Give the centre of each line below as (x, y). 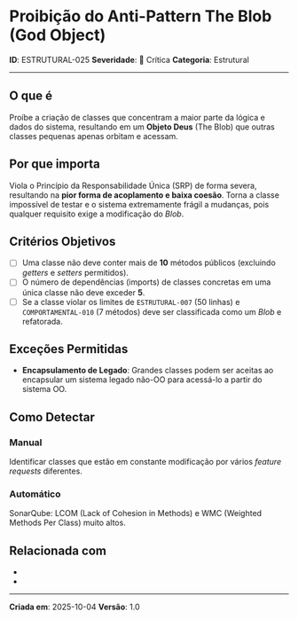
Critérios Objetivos (63, 241)
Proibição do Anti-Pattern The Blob (141, 16)
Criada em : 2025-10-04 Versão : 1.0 (74, 607)
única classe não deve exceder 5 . (83, 292)
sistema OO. (44, 389)
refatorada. (43, 321)
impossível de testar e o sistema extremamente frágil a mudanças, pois (139, 204)
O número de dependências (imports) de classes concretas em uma (146, 282)
